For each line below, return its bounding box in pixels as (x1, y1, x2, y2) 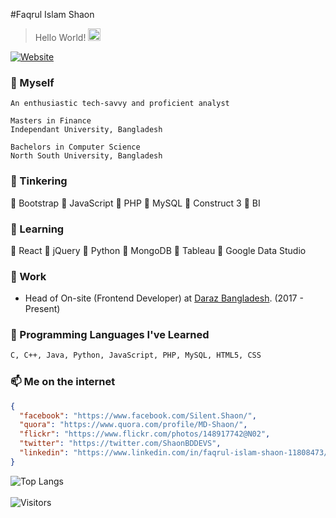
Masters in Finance (10, 116, 92, 126)
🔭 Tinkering (10, 174, 68, 188)
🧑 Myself (10, 75, 55, 89)
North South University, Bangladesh (10, 151, 163, 161)
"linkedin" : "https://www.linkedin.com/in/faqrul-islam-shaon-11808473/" (19, 448, 333, 458)
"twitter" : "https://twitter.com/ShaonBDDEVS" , (19, 439, 222, 449)
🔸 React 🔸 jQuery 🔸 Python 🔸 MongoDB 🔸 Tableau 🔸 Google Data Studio (10, 244, 307, 256)
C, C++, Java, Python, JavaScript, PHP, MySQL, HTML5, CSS (10, 350, 262, 361)
